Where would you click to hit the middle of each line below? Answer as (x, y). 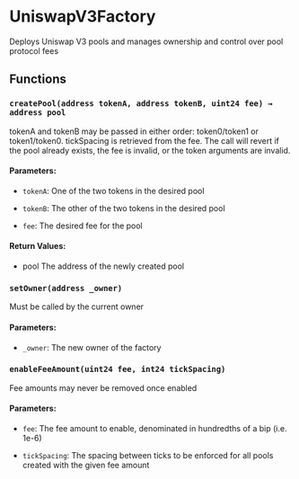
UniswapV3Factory (83, 17)
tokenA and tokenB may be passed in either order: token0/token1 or (134, 131)
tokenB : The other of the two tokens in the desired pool (124, 208)
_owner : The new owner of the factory (92, 347)
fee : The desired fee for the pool (83, 226)
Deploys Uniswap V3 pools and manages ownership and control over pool (146, 41)
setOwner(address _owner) (66, 288)
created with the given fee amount (86, 466)
